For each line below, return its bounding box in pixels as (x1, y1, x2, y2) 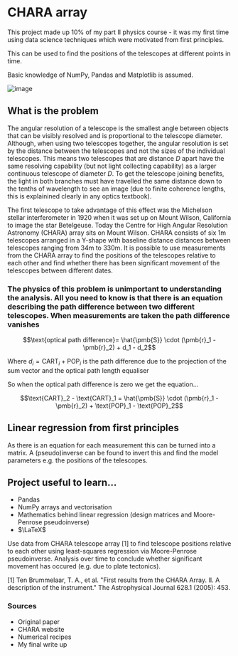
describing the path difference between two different (7, 302, 195, 312)
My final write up (17, 640, 67, 648)
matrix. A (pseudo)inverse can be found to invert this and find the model (7, 448, 219, 457)
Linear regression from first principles (7, 422, 180, 434)
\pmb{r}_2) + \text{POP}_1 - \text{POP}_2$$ (55, 401, 183, 410)
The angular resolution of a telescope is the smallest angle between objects (7, 124, 229, 132)
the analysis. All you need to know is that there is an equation (7, 292, 223, 302)
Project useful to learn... (7, 477, 117, 489)
